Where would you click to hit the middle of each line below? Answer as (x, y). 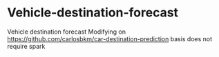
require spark (26, 46)
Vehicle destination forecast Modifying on (67, 32)
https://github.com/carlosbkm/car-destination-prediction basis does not (110, 38)
